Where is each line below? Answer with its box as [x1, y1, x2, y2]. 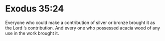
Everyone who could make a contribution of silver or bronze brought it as [5, 19, 156, 25]
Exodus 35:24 [5, 3, 64, 14]
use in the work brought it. [5, 30, 59, 36]
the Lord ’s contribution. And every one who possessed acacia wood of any [5, 24, 161, 30]
